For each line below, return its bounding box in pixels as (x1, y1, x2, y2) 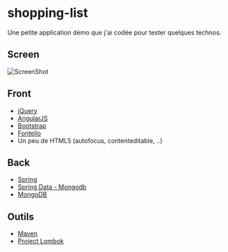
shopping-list (7, 5, 88, 21)
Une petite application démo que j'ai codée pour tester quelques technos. (7, 28, 222, 37)
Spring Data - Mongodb (17, 183, 87, 191)
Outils (7, 210, 35, 222)
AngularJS (17, 114, 48, 122)
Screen (7, 49, 40, 61)
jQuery (17, 106, 37, 115)
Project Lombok (17, 237, 64, 246)
